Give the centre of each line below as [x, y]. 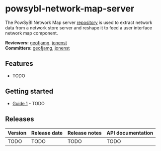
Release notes [84, 133]
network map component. [32, 33]
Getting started [29, 91]
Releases [20, 119]
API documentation [130, 133]
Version [17, 133]
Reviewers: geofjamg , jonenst [36, 42]
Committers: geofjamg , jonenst [38, 48]
